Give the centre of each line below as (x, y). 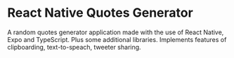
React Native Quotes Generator (100, 13)
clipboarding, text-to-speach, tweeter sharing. (74, 47)
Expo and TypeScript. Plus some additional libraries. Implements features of (117, 39)
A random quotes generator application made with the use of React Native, (116, 32)
